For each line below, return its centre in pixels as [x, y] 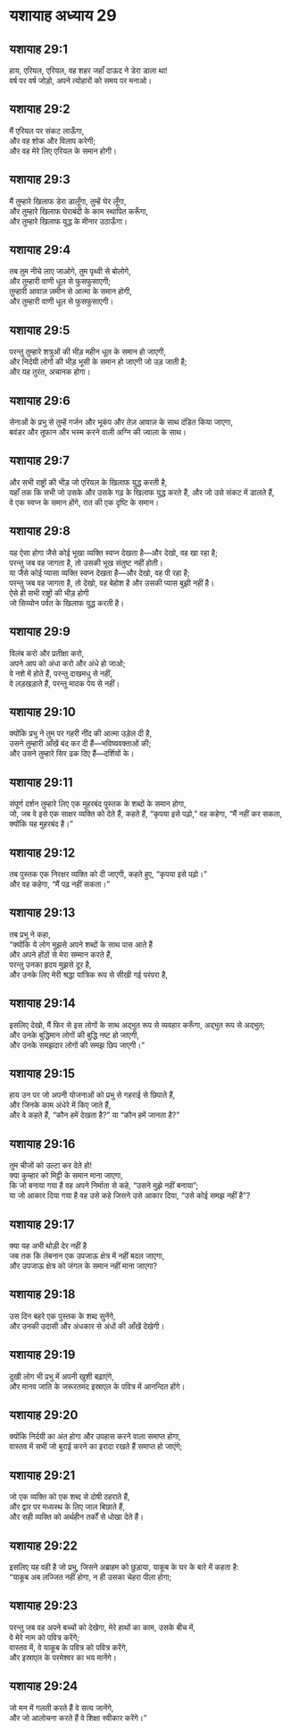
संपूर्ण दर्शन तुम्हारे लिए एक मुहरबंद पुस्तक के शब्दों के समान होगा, [98, 804]
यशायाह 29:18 [42, 1294]
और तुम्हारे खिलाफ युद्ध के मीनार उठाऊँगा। [68, 221]
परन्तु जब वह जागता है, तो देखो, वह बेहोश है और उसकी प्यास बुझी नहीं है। [112, 583]
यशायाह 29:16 [42, 1144]
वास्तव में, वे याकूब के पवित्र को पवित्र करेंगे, [68, 1647]
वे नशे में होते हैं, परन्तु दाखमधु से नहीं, [61, 673]
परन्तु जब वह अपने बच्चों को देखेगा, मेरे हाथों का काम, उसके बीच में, [103, 1627]
